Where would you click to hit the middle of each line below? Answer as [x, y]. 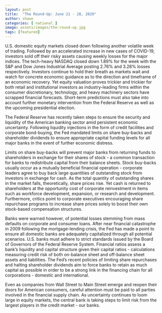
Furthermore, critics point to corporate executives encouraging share [74, 199]
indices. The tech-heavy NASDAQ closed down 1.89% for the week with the [81, 61]
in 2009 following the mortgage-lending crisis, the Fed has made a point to [80, 229]
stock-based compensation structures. [44, 209]
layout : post [18, 9]
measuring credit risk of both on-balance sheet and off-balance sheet [75, 255]
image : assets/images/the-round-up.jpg [45, 28]
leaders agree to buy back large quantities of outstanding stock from [73, 173]
